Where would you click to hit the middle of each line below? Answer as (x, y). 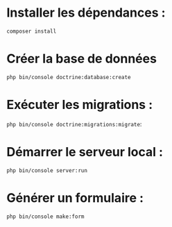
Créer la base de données (82, 59)
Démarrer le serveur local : (85, 152)
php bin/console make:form (45, 217)
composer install (32, 31)
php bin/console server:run (47, 170)
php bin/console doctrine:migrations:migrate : (74, 124)
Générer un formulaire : (75, 197)
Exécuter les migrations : (80, 105)
